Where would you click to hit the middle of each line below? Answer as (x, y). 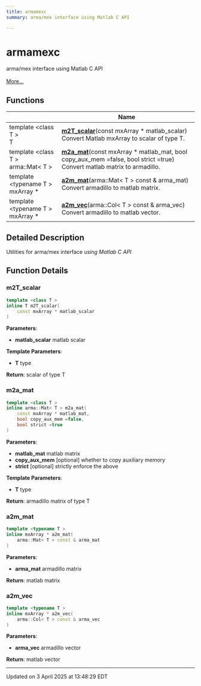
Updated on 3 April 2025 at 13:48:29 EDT (57, 676)
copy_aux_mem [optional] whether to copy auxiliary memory (90, 460)
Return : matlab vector (33, 660)
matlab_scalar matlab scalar (50, 340)
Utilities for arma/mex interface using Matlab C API (69, 252)
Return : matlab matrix (33, 580)
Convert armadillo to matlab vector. (111, 213)
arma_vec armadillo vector (48, 648)
